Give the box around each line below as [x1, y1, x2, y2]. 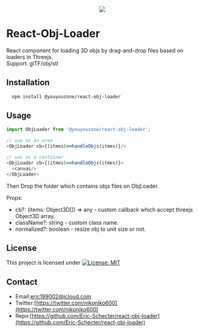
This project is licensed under [6, 259, 81, 266]
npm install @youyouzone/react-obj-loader [12, 93, 121, 100]
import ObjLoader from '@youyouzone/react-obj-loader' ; [6, 127, 151, 133]
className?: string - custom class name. [15, 219, 119, 226]
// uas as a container [6, 154, 64, 161]
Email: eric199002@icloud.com [15, 293, 92, 300]
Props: [6, 194, 23, 201]
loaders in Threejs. [6, 53, 54, 60]
